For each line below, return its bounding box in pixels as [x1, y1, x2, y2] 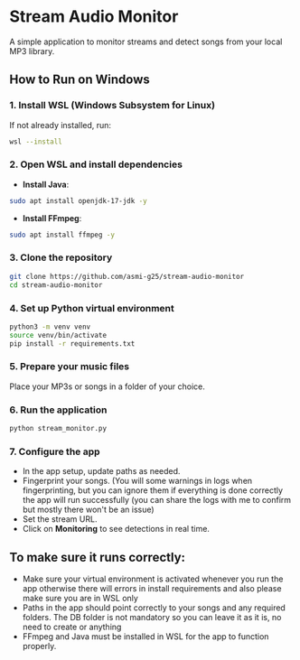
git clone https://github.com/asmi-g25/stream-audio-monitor [9, 272, 245, 281]
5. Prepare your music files [9, 360, 130, 373]
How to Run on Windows [9, 72, 151, 88]
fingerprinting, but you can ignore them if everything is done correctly [22, 485, 283, 496]
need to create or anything [22, 621, 122, 633]
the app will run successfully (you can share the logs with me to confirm [22, 495, 292, 506]
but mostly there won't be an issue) [22, 504, 155, 516]
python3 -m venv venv [9, 322, 91, 331]
